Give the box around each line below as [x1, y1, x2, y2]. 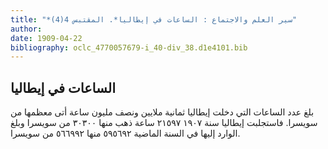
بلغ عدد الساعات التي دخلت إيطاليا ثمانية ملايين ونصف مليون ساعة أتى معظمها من [10, 106, 315, 118]
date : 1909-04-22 [10, 33, 83, 43]
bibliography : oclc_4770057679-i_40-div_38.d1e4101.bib [10, 42, 248, 53]
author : [10, 24, 43, 34]
